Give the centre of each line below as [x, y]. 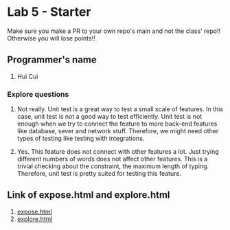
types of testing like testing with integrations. [81, 139]
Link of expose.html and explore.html [89, 195]
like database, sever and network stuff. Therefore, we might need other [118, 131]
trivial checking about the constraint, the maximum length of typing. [113, 166]
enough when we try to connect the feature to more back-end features [117, 124]
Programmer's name [52, 60]
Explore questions [38, 94]
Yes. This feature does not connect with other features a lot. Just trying [118, 152]
